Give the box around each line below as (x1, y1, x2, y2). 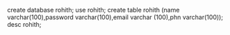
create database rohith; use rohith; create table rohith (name (7, 6, 180, 14)
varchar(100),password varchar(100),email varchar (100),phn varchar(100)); (7, 13, 224, 21)
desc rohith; (7, 21, 42, 28)
